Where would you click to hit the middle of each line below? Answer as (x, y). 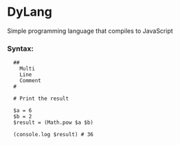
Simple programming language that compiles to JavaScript (90, 31)
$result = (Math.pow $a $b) (54, 123)
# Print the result (41, 99)
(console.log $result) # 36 (54, 135)
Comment (30, 81)
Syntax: (21, 49)
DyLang (30, 12)
